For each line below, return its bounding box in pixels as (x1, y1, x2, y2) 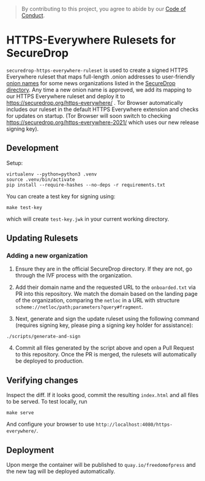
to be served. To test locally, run (6, 398, 88, 406)
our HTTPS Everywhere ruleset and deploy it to (6, 92, 125, 100)
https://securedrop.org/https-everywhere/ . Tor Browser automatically (6, 99, 184, 106)
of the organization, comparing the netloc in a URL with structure (15, 297, 180, 304)
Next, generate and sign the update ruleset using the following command (15, 315, 199, 323)
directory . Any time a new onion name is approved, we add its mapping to (6, 86, 192, 93)
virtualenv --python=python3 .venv (6, 171, 97, 177)
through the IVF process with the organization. (15, 272, 133, 279)
